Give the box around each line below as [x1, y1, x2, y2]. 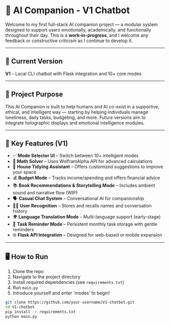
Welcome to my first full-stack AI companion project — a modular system [5, 21, 158, 27]
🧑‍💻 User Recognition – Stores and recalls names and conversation [12, 203, 152, 209]
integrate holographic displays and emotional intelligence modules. [5, 119, 145, 126]
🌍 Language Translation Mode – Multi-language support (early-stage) [12, 214, 161, 220]
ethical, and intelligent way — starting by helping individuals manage [5, 109, 148, 115]
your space [12, 169, 36, 175]
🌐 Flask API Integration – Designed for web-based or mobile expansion [12, 232, 163, 238]
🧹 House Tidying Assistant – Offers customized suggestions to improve [12, 164, 163, 170]
